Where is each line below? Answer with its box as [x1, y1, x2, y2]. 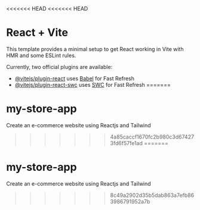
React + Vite [6, 26, 69, 39]
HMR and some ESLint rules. [6, 52, 76, 59]
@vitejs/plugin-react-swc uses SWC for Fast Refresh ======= [14, 81, 171, 88]
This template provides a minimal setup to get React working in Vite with [6, 45, 184, 52]
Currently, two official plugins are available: [6, 63, 113, 70]
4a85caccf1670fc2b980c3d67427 [110, 133, 195, 140]
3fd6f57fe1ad [110, 139, 143, 146]
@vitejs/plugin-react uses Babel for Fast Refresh [14, 74, 135, 82]
